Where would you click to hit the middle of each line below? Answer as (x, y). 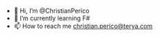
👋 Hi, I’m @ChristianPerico (51, 11)
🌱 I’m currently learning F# (52, 18)
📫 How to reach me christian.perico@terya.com (83, 26)
